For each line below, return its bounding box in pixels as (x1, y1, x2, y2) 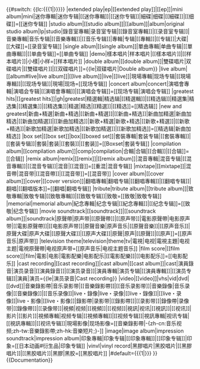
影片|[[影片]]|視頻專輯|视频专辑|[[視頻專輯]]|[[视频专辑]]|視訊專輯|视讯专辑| (6, 312, 190, 319)
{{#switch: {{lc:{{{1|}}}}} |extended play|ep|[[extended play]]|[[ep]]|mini (6, 6, 183, 13)
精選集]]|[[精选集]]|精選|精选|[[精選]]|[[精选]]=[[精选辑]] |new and (21, 102, 182, 110)
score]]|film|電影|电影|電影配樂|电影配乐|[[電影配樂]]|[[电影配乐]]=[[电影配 (6, 252, 188, 259)
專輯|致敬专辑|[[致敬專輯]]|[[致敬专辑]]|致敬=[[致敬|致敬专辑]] (11, 192, 162, 199)
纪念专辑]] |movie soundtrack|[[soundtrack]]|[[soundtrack (13, 207, 156, 214)
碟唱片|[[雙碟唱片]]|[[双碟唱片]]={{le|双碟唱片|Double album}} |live (6, 65, 170, 72)
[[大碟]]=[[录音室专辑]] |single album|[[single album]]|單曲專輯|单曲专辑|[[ (6, 43, 187, 50)
